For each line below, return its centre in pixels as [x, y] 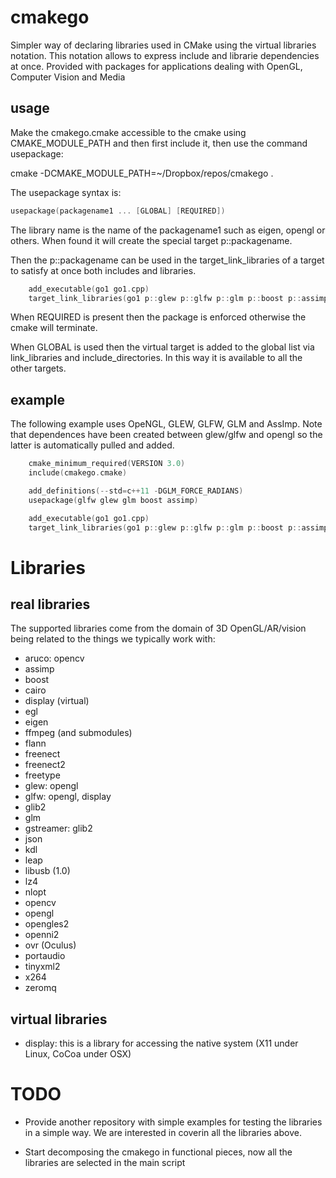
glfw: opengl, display [68, 797]
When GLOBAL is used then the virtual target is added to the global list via [162, 347]
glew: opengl [51, 786]
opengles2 [47, 924]
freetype [42, 775]
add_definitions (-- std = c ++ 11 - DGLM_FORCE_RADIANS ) [136, 491]
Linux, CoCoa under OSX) [78, 1054]
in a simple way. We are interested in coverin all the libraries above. [163, 1133]
